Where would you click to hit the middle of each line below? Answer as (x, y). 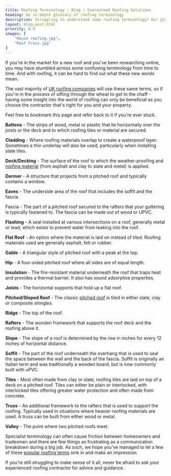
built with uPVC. (22, 369)
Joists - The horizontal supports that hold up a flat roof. (64, 287)
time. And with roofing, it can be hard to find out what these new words (80, 73)
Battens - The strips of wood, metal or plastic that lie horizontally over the (83, 124)
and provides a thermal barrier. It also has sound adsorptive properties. (80, 278)
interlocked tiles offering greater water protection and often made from (80, 390)
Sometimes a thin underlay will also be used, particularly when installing (81, 145)
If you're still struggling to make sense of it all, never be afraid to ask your (82, 462)
